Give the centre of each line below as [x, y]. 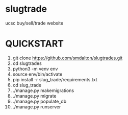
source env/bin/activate [37, 74]
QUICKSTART [34, 44]
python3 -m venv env [35, 68]
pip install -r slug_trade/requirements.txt [55, 79]
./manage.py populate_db [40, 101]
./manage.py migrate [34, 96]
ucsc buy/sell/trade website [34, 23]
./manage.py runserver [37, 107]
